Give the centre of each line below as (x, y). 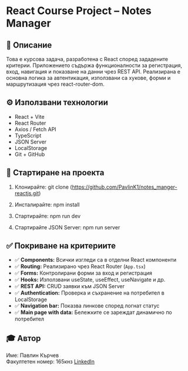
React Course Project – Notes (79, 11)
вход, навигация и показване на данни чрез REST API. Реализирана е (93, 71)
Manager (28, 23)
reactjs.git (27, 193)
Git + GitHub (30, 154)
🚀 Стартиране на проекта (55, 173)
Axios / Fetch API (36, 129)
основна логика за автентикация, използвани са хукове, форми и (88, 78)
